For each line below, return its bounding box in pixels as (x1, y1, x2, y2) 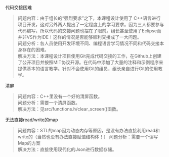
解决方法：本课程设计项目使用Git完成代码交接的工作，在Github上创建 (17, 53, 162, 59)
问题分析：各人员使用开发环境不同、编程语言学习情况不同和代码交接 (17, 40, 160, 46)
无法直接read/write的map (5, 117, 58, 123)
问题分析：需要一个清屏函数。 (17, 100, 80, 106)
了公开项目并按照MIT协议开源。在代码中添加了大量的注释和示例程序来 (17, 60, 163, 65)
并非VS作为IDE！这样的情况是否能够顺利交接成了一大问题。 (17, 34, 142, 40)
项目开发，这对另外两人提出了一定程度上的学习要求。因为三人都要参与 (17, 22, 164, 27)
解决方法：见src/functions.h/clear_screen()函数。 (17, 106, 121, 112)
